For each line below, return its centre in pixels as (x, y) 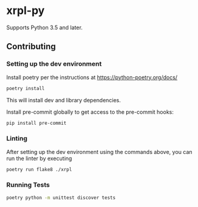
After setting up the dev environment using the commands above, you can (100, 152)
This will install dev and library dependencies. (64, 100)
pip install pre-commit (37, 123)
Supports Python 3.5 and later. (44, 27)
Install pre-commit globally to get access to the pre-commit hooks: (90, 112)
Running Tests (28, 185)
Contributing (31, 47)
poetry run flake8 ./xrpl (39, 169)
